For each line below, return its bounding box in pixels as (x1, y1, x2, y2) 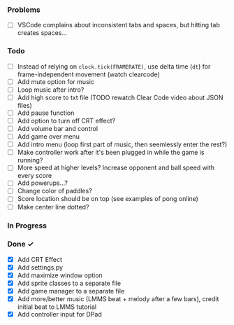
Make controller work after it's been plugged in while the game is (17, 148, 205, 157)
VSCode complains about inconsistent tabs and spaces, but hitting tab (17, 21, 220, 29)
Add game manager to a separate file (17, 287, 125, 296)
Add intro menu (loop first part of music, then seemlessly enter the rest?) (17, 140, 228, 148)
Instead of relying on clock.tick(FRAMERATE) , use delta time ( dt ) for (17, 62, 211, 71)
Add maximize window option (17, 271, 103, 279)
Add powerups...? (17, 179, 68, 187)
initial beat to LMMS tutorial (17, 303, 96, 311)
